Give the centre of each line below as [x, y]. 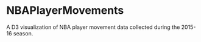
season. [23, 33]
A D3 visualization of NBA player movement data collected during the [93, 27]
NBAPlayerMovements [65, 10]
